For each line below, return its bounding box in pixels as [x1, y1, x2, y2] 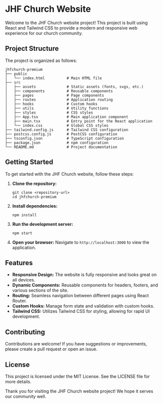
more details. [5, 379, 32, 384]
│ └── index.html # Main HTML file [5, 75, 102, 81]
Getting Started [5, 158, 54, 166]
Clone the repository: [12, 181, 57, 186]
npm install [12, 213, 37, 218]
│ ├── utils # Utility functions [5, 106, 109, 111]
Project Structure [5, 44, 59, 53]
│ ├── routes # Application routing [5, 97, 113, 102]
